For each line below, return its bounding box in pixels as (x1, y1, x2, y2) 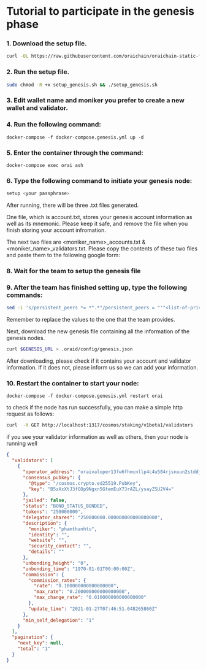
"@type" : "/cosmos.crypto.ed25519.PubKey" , (28, 480, 141, 486)
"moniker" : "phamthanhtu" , (28, 526, 97, 532)
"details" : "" (28, 549, 64, 555)
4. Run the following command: (6, 120, 101, 129)
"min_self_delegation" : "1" (22, 617, 95, 624)
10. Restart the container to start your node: (6, 379, 139, 388)
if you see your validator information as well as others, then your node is (6, 433, 189, 441)
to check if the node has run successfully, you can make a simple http (6, 404, 183, 411)
